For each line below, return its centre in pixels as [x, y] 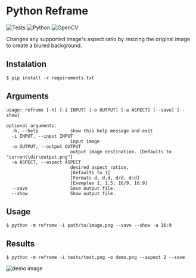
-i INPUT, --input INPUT [42, 136]
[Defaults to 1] [90, 172]
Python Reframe [47, 11]
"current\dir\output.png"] [40, 157]
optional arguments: [32, 126]
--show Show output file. [64, 193]
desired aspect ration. [99, 167]
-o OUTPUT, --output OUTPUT [46, 146]
